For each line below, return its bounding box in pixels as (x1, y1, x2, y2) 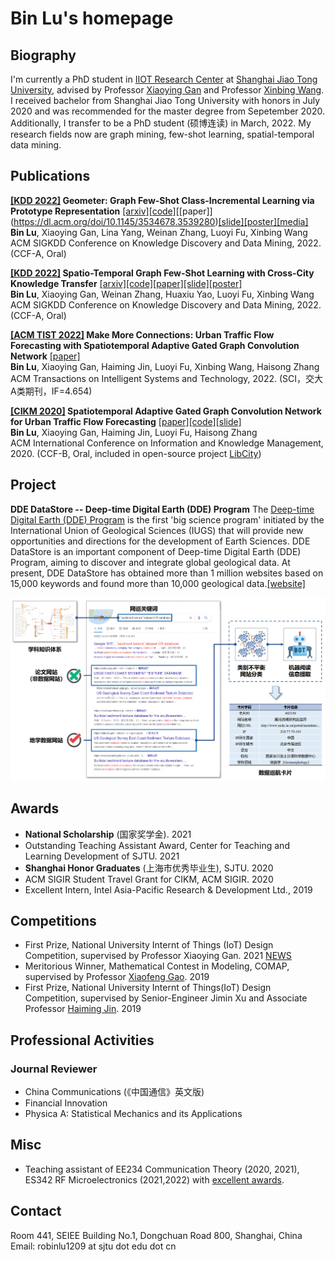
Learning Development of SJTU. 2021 (24, 850, 180, 862)
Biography (10, 47, 77, 64)
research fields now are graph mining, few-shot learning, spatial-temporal (10, 128, 315, 140)
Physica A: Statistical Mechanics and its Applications (24, 1108, 243, 1120)
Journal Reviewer (10, 1062, 98, 1076)
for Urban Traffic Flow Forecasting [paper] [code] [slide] (10, 415, 242, 427)
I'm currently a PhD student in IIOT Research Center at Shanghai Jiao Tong (10, 73, 318, 85)
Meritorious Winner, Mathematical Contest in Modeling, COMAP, (24, 960, 290, 972)
